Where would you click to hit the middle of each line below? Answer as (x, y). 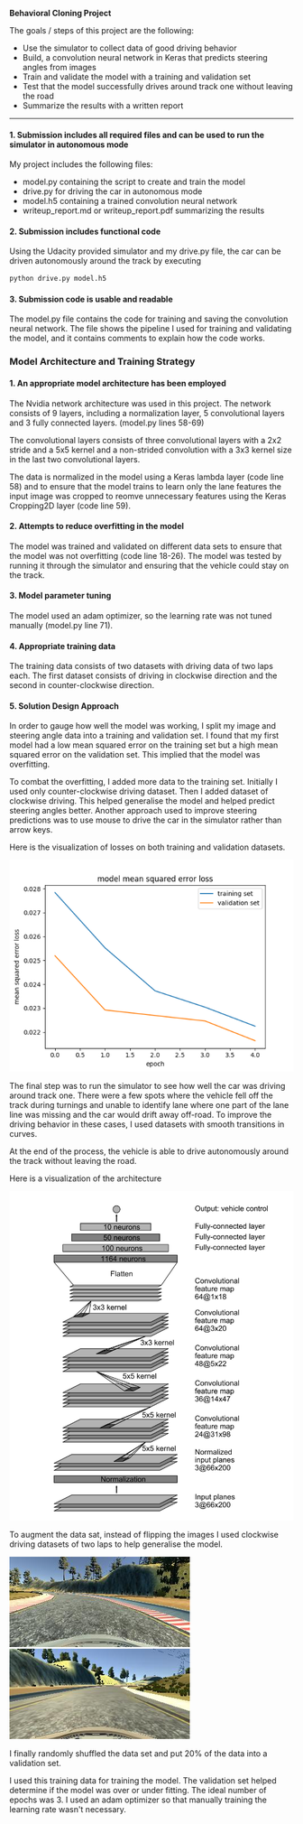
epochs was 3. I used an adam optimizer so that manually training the (138, 1800)
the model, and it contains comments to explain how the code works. (138, 339)
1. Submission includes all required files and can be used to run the (137, 135)
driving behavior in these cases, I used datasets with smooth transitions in (147, 1124)
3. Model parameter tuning (60, 596)
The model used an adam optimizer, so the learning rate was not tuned (141, 616)
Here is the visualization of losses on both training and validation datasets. (147, 847)
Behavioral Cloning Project (60, 13)
